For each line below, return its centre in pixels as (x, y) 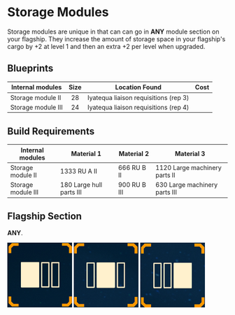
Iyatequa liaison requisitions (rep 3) (138, 97)
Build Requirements (51, 131)
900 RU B (132, 185)
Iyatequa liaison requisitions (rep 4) (138, 107)
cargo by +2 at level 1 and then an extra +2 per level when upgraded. (106, 46)
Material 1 (86, 154)
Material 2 (134, 154)
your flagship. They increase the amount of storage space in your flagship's (116, 38)
